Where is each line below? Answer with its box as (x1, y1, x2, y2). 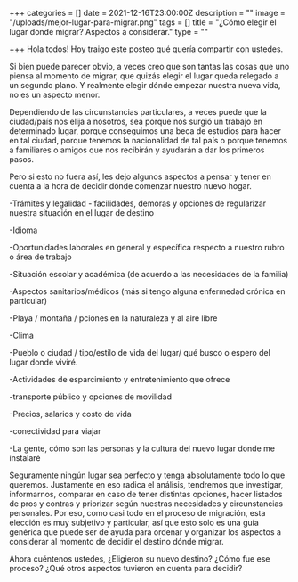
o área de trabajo (9, 251, 73, 262)
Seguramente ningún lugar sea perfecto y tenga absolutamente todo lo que (9, 470, 286, 480)
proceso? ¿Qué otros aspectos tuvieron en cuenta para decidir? (9, 563, 243, 573)
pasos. (9, 154, 34, 164)
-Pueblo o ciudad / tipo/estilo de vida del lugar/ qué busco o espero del (9, 348, 271, 357)
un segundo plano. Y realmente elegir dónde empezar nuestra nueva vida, (9, 80, 281, 90)
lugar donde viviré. (9, 357, 78, 367)
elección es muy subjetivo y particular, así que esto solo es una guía (9, 517, 260, 528)
